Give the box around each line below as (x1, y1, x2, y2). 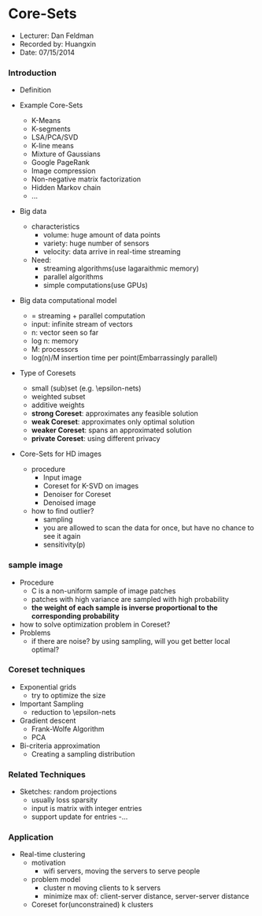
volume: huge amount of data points (42, 230, 161, 240)
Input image (42, 473, 83, 482)
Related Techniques (8, 768, 87, 780)
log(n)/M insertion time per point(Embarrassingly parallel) (31, 353, 218, 363)
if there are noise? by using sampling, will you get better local (31, 636, 231, 645)
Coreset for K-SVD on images (42, 481, 139, 491)
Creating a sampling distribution (31, 749, 135, 758)
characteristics (31, 222, 80, 231)
